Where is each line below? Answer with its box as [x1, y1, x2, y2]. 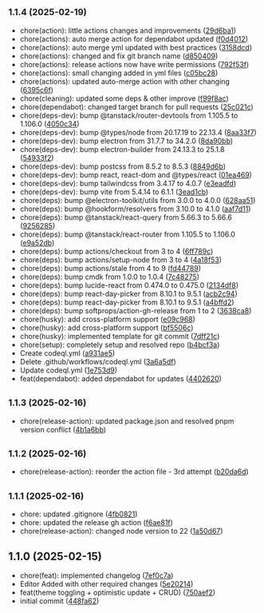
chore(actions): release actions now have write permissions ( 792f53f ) [19, 59, 250, 69]
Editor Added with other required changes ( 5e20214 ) [19, 579, 194, 589]
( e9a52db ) [19, 237, 55, 247]
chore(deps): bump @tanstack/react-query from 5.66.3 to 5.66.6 [19, 212, 233, 222]
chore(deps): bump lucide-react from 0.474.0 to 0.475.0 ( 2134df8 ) [19, 280, 239, 290]
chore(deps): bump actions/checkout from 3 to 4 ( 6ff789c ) [19, 246, 214, 256]
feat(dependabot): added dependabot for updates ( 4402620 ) [19, 373, 222, 383]
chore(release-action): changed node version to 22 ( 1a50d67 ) [19, 527, 223, 536]
